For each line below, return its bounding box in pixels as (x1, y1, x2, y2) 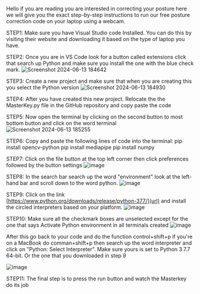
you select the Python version (6, 84, 79, 91)
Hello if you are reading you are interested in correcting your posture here (6, 5, 187, 12)
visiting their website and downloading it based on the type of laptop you (6, 36, 185, 42)
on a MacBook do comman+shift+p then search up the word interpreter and (6, 239, 192, 246)
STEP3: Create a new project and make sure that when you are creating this (6, 77, 192, 85)
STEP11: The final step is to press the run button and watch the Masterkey (6, 275, 187, 282)
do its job (6, 282, 29, 288)
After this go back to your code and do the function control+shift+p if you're (6, 233, 193, 240)
